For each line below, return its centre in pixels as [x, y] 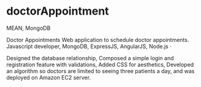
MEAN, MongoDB [28, 28]
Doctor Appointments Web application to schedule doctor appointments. [98, 40]
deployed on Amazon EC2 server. [48, 77]
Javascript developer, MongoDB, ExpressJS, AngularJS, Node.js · [89, 46]
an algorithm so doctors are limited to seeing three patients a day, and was [100, 71]
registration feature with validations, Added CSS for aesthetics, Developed [100, 64]
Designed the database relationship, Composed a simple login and [90, 58]
